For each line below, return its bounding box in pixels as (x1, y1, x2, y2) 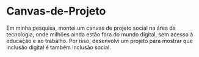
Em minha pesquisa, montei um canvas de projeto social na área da (6, 24, 176, 32)
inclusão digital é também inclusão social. (6, 44, 111, 51)
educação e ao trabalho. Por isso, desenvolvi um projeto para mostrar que (6, 37, 194, 44)
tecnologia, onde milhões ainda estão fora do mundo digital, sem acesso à (6, 30, 194, 38)
